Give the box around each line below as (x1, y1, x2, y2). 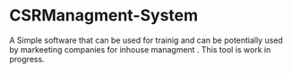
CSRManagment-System (9, 5, 199, 26)
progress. (9, 53, 45, 64)
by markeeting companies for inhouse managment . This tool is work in (9, 44, 271, 54)
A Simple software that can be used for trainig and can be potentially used (9, 35, 284, 45)
